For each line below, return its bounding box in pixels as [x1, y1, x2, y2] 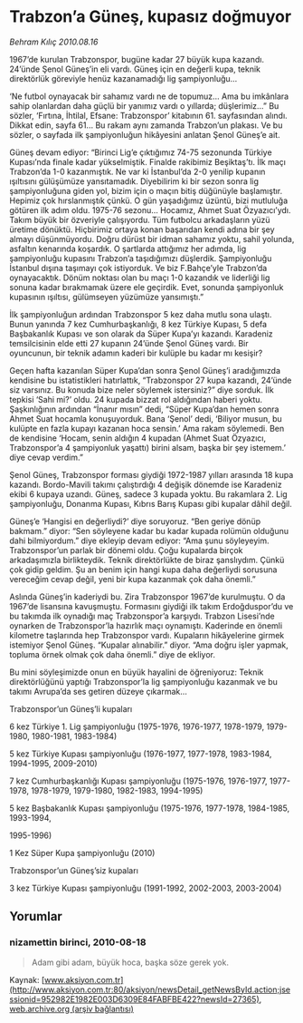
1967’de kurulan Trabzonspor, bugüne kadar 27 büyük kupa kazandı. [9, 54, 265, 64]
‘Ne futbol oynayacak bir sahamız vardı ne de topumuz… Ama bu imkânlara [9, 91, 289, 102]
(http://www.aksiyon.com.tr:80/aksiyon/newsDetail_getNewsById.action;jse [9, 984, 291, 995]
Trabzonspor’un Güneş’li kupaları [9, 703, 133, 714]
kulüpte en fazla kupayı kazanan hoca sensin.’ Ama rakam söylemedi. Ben [9, 423, 285, 434]
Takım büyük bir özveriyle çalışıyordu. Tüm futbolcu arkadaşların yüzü [9, 214, 270, 225]
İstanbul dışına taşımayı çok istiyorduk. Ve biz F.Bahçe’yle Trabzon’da [9, 262, 268, 273]
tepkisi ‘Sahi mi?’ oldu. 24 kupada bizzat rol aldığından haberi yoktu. [9, 394, 263, 404]
